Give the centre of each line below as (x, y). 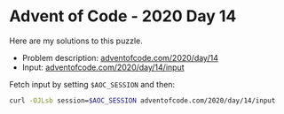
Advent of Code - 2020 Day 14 (123, 16)
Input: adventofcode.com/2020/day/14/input (103, 67)
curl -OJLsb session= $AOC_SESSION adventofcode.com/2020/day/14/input (142, 100)
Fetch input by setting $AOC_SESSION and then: (92, 84)
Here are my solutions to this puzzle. (76, 41)
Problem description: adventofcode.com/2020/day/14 (120, 57)
